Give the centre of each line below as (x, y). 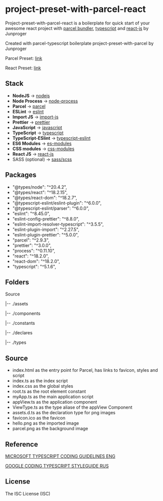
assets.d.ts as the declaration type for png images (64, 413)
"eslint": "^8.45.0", (31, 214)
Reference (22, 444)
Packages (21, 175)
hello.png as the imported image (46, 423)
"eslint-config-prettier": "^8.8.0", (46, 219)
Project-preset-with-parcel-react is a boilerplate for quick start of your (78, 23)
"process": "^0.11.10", (34, 250)
